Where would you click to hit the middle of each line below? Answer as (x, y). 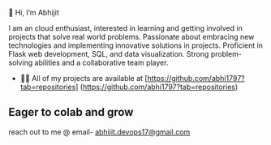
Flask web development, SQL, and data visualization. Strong (109, 54)
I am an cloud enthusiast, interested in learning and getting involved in (126, 28)
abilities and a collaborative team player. (101, 62)
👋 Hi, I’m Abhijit (34, 13)
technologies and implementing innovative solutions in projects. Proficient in (136, 45)
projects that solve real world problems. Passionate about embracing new (131, 37)
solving (21, 62)
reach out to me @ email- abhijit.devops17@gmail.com (99, 132)
